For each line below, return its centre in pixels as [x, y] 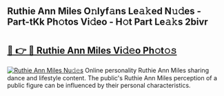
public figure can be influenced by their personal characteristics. [99, 85]
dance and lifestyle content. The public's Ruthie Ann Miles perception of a [112, 78]
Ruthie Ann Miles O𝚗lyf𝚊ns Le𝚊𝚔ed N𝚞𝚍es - [104, 11]
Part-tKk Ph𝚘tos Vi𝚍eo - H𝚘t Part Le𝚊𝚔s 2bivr [108, 22]
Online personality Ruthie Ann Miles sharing [147, 70]
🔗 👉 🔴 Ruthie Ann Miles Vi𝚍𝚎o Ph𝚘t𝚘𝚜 [92, 50]
